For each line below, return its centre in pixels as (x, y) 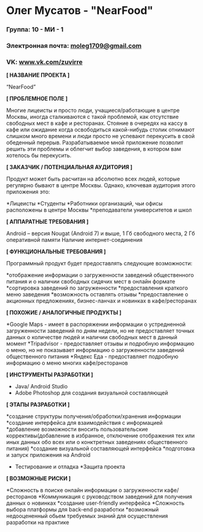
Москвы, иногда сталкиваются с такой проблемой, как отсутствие (93, 117)
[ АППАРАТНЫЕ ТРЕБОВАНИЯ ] (47, 222)
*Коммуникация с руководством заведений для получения (115, 497)
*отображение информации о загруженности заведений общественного (100, 275)
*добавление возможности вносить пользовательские (77, 429)
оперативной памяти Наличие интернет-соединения (75, 240)
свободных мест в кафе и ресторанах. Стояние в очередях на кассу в (97, 123)
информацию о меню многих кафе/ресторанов (67, 363)
